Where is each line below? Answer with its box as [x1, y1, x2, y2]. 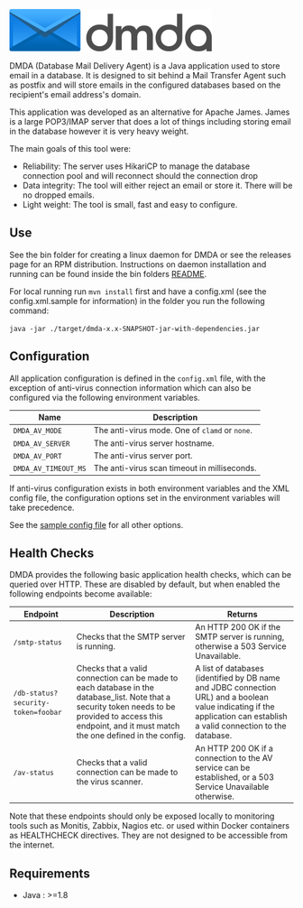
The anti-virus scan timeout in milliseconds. [93, 463, 257, 474]
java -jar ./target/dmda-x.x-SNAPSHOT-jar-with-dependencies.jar [9, 324, 260, 333]
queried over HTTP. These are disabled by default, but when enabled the [9, 579, 280, 590]
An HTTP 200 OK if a [195, 743, 273, 754]
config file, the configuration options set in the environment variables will [9, 492, 280, 503]
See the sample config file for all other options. [9, 519, 184, 530]
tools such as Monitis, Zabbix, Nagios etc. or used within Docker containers [9, 820, 290, 831]
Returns [226, 608, 259, 619]
